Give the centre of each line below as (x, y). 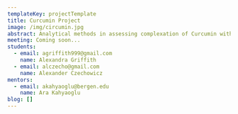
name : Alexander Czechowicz (61, 73)
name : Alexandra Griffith (58, 60)
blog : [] (20, 100)
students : (22, 47)
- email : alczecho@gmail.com (57, 67)
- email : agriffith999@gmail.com (63, 54)
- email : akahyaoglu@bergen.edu (62, 86)
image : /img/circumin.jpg (45, 27)
